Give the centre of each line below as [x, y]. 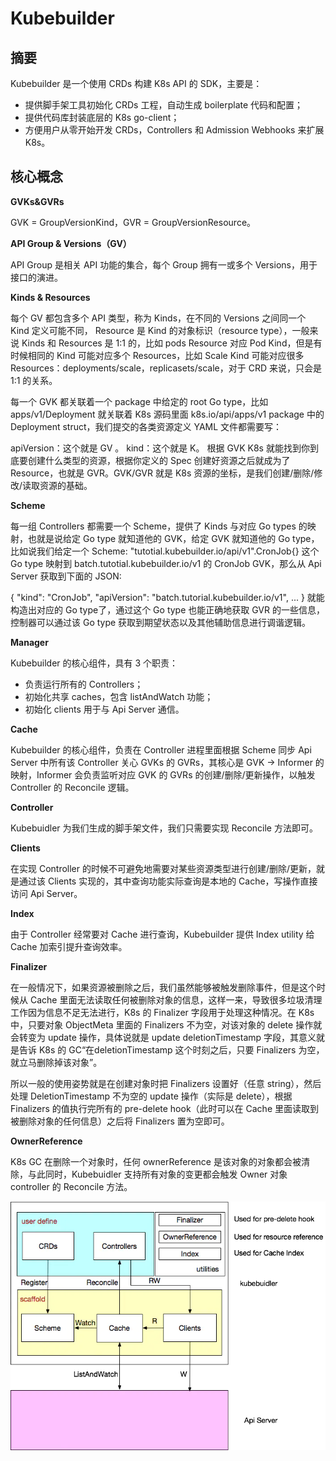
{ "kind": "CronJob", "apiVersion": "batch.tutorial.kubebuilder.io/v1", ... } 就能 [167, 597]
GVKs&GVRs [37, 201]
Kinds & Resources [50, 297]
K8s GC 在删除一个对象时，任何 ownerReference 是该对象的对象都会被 [156, 1161]
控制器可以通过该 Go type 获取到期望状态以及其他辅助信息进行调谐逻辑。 [161, 622]
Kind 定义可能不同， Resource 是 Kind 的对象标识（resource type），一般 [160, 330]
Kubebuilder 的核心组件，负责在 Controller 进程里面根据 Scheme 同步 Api [161, 749]
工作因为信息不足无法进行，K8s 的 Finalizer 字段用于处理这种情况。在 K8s [162, 1012]
